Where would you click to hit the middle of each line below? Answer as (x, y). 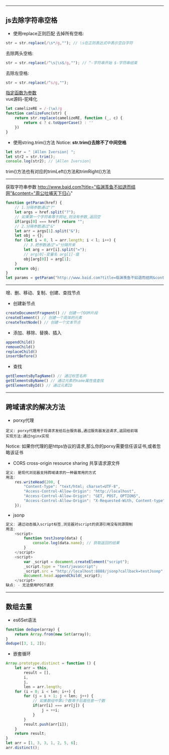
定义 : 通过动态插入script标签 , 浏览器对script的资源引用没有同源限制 (69, 524)
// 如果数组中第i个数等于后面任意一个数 (69, 701)
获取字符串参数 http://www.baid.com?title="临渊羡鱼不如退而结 (71, 187)
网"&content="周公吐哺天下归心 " (39, 193)
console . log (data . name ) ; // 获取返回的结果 (76, 543)
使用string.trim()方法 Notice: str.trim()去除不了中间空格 (70, 142)
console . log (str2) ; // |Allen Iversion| (49, 161)
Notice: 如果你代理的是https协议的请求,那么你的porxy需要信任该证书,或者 (81, 446)
